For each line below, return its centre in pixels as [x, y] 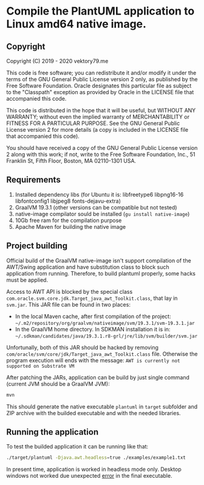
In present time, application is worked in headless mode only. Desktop [94, 469]
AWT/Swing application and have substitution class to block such [88, 267]
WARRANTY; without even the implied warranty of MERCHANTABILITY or [98, 117]
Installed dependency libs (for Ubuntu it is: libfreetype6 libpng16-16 [99, 194]
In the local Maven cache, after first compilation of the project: [93, 316]
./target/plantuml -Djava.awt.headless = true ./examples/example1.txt [96, 458]
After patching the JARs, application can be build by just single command [98, 377]
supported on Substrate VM [40, 366]
